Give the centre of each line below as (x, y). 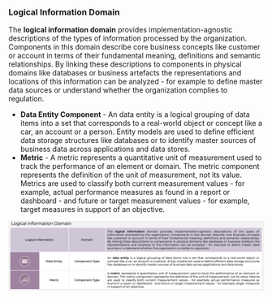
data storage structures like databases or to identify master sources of (138, 140)
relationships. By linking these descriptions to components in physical (125, 64)
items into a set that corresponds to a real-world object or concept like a (141, 123)
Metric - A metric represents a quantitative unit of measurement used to (141, 158)
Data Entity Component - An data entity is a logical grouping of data (135, 114)
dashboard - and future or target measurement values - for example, (135, 201)
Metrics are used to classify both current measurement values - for (132, 184)
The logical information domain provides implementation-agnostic (121, 30)
